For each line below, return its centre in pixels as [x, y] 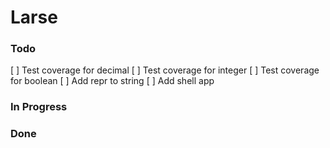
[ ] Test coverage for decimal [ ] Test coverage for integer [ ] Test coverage [165, 70]
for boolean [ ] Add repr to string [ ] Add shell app [112, 81]
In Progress [39, 107]
